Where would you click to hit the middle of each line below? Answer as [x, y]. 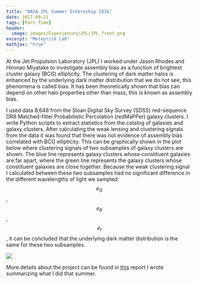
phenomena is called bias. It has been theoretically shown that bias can [93, 86]
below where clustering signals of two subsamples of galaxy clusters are [95, 147]
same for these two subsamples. [46, 245]
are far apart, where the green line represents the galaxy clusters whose [94, 160]
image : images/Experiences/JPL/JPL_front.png [69, 34]
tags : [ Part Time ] [29, 22]
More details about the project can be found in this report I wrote [85, 267]
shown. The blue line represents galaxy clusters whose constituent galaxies [98, 154]
